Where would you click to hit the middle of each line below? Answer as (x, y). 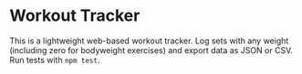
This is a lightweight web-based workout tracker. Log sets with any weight (149, 41)
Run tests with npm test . (55, 60)
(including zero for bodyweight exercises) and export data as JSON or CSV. (151, 50)
